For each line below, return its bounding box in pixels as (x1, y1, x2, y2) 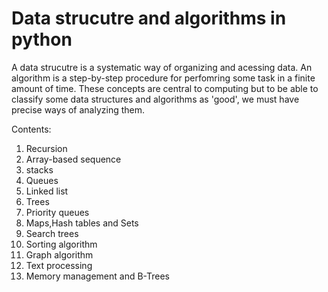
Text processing (25, 259, 93, 271)
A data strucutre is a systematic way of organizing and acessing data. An (11, 61, 313, 73)
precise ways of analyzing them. (11, 103, 146, 116)
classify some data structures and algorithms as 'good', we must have (11, 93, 300, 105)
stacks (25, 163, 54, 176)
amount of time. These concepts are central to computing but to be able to (11, 82, 319, 94)
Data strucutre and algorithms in (11, 7, 287, 30)
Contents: (11, 123, 52, 135)
